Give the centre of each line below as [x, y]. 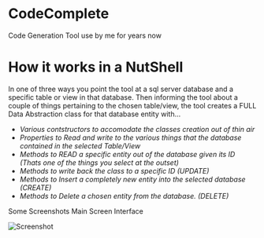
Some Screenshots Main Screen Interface [76, 211]
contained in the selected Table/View [80, 145]
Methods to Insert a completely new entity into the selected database [132, 179]
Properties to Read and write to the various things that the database [130, 137]
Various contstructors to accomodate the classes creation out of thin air [137, 129]
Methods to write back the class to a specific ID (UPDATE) [114, 170]
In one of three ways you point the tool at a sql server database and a [121, 89]
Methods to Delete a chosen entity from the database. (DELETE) [124, 196]
